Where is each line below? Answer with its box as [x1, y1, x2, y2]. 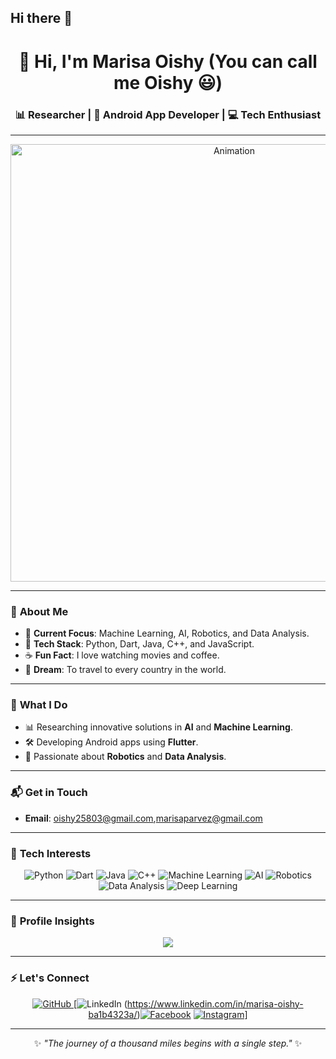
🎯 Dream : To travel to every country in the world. [24, 664, 227, 676]
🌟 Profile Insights [10, 914, 95, 928]
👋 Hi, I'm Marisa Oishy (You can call [18, 50, 318, 73]
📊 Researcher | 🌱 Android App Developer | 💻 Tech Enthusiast [14, 107, 322, 121]
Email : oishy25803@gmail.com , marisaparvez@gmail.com [24, 812, 263, 824]
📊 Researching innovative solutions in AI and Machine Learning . [24, 721, 293, 733]
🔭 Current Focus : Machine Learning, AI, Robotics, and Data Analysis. [24, 627, 310, 640]
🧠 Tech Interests [10, 846, 92, 860]
